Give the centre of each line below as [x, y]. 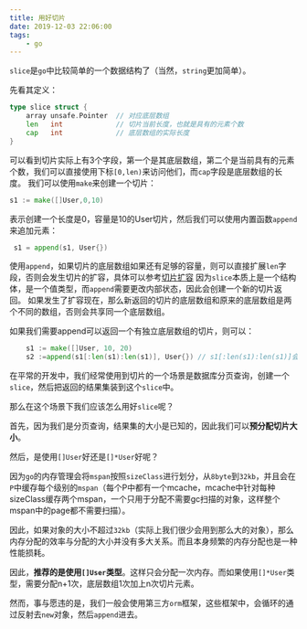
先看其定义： [33, 90]
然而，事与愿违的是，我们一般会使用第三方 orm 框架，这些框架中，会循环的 [148, 603]
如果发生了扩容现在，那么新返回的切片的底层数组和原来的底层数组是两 [159, 300]
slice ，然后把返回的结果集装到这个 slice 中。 [94, 387]
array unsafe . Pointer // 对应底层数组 [97, 116]
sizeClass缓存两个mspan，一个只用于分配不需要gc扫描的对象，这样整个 [145, 499]
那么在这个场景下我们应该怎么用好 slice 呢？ [92, 407]
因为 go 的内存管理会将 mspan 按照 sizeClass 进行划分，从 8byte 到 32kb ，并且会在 [153, 476]
